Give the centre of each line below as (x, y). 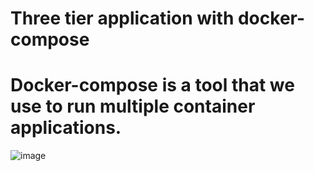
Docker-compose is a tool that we (152, 85)
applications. (66, 128)
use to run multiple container (133, 106)
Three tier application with (122, 18)
